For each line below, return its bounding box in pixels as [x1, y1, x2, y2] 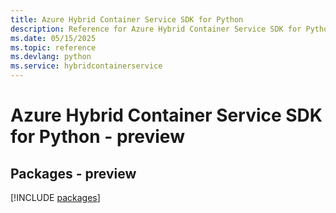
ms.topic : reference [10, 42, 97, 53]
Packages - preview [10, 165, 137, 182]
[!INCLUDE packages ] [10, 192, 101, 203]
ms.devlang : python [10, 52, 92, 62]
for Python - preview [10, 126, 185, 148]
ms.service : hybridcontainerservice [10, 61, 163, 71]
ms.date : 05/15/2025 [10, 33, 97, 43]
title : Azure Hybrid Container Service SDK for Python [10, 14, 244, 25]
